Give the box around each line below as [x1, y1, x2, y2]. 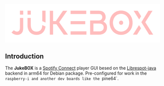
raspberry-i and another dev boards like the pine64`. [5, 76, 119, 82]
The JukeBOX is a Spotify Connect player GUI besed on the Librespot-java [5, 65, 156, 71]
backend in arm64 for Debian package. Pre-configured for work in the [5, 70, 147, 76]
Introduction [5, 52, 44, 60]
